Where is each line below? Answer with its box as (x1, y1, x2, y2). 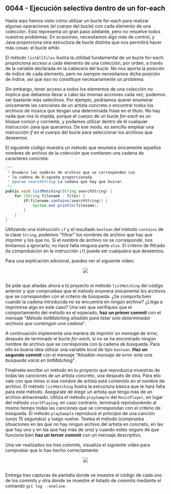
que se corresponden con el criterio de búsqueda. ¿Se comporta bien (5, 294, 152, 300)
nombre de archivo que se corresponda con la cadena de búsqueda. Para (5, 341, 160, 347)
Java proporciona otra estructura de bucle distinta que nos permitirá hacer (5, 39, 162, 45)
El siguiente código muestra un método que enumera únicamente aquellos (5, 144, 161, 151)
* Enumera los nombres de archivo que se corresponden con (7, 170, 136, 175)
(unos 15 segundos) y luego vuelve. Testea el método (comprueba (5, 416, 144, 422)
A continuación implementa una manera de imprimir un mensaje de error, (5, 330, 159, 336)
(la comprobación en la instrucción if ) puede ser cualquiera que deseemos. (5, 248, 165, 254)
